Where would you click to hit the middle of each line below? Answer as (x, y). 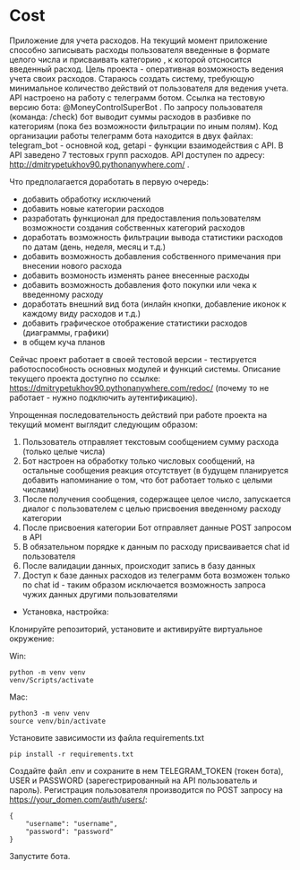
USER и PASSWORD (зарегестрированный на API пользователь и (133, 780)
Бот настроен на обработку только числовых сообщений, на (138, 461)
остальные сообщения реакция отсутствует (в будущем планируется (155, 470)
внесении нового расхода (72, 265)
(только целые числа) (64, 451)
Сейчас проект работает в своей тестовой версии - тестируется (133, 359)
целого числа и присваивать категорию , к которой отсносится (131, 59)
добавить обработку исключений (86, 199)
